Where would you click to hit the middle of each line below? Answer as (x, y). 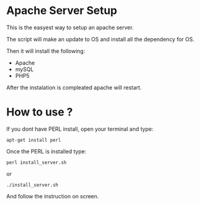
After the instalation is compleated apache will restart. (74, 87)
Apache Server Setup (62, 11)
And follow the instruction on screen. (53, 196)
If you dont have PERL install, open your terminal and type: (80, 129)
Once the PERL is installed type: (46, 151)
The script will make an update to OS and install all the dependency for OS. (100, 39)
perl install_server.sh (37, 162)
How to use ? (40, 112)
